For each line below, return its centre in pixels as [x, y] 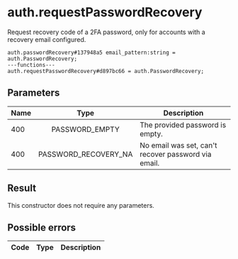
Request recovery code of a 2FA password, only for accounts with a [106, 32]
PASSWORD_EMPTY [85, 129]
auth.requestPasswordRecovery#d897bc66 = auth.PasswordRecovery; [106, 71]
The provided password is [183, 125]
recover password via [175, 154]
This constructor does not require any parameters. [81, 205]
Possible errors [42, 227]
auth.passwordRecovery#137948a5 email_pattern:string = [91, 53]
